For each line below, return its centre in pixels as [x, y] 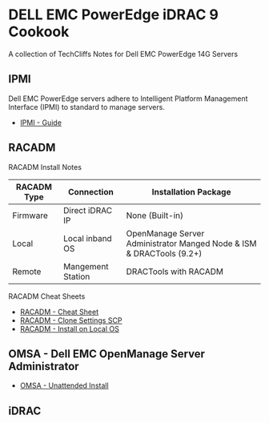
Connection [90, 191]
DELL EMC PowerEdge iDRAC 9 [113, 15]
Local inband [88, 238]
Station [77, 276]
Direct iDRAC [88, 210]
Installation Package [191, 191]
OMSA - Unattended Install [64, 385]
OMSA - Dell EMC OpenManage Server [107, 354]
